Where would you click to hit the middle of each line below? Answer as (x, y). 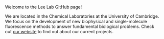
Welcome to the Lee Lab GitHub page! (44, 7)
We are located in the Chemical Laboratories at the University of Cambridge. (82, 16)
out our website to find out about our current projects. (59, 32)
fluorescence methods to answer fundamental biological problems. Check (80, 26)
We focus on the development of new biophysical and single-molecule (76, 21)
